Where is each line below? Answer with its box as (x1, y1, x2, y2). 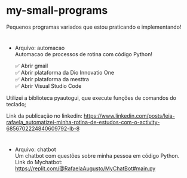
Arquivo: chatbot (14, 146, 56, 153)
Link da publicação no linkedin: (6, 112, 82, 119)
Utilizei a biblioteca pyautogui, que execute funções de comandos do (6, 94, 176, 102)
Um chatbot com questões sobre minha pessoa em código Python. (14, 152, 180, 159)
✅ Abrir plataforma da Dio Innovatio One (14, 69, 115, 76)
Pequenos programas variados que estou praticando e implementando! (6, 23, 182, 30)
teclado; (6, 101, 27, 108)
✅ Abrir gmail (14, 62, 48, 69)
